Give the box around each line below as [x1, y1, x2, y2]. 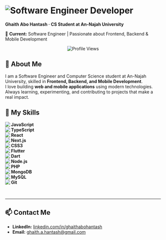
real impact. [5, 94, 30, 100]
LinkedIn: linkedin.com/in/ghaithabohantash [12, 224, 103, 230]
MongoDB [11, 168, 32, 175]
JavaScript [11, 121, 34, 127]
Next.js [11, 137, 26, 143]
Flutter [11, 148, 25, 154]
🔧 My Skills [5, 109, 40, 117]
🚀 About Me [5, 60, 42, 69]
